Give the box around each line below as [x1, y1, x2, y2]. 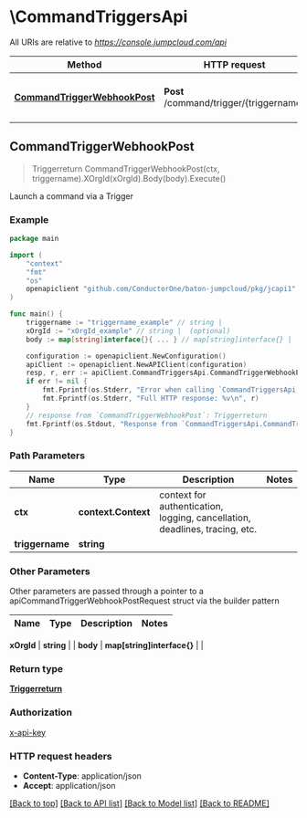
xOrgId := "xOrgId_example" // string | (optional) [26, 326, 231, 335]
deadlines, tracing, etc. [159, 522, 258, 535]
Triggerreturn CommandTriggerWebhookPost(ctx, [31, 163, 220, 174]
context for [159, 488, 207, 501]
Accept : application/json [22, 780, 116, 791]
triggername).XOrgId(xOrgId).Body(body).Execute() [31, 173, 227, 184]
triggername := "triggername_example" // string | [26, 318, 223, 328]
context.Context [78, 505, 151, 518]
